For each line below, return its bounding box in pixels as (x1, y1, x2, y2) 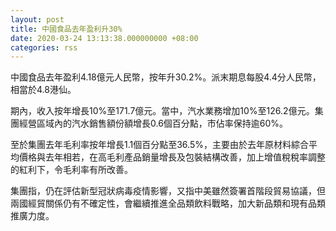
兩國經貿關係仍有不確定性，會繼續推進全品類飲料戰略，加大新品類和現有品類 (10, 197, 326, 210)
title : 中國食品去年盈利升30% (10, 24, 123, 34)
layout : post (10, 14, 65, 25)
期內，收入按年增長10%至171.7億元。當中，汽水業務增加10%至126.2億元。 (10, 105, 315, 117)
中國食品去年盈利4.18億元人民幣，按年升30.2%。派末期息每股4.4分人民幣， (10, 71, 322, 83)
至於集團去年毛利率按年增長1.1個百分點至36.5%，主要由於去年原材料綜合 (10, 139, 309, 151)
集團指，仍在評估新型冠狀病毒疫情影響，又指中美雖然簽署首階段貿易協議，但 (10, 185, 326, 197)
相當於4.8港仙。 (10, 84, 77, 96)
